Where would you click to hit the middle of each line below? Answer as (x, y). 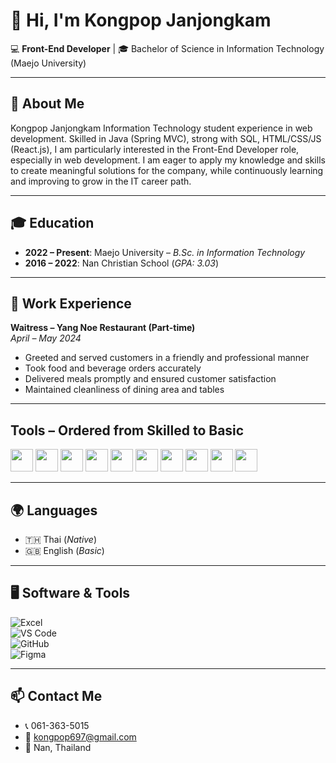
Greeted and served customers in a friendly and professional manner (167, 358)
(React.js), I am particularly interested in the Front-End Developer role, (155, 149)
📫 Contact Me (56, 696)
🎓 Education (52, 223)
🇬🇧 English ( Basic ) (64, 550)
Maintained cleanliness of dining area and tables (124, 390)
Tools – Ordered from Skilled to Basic (127, 430)
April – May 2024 (46, 338)
